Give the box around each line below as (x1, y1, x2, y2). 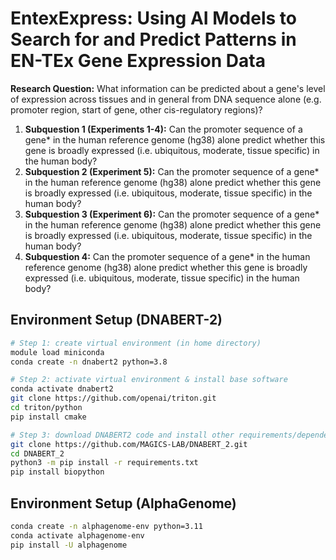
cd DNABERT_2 (10, 448, 65, 459)
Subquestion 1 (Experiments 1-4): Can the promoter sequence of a (24, 123, 303, 135)
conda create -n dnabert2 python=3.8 (10, 357, 168, 367)
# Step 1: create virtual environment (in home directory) (10, 338, 262, 348)
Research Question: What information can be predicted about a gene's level (10, 82, 326, 94)
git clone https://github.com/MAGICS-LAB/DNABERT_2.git (10, 439, 248, 449)
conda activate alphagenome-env (10, 530, 145, 541)
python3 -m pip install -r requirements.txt (10, 458, 199, 468)
